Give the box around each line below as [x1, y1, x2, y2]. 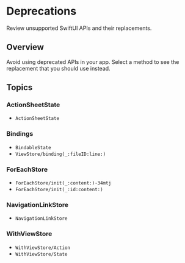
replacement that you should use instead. [6, 65, 111, 72]
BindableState [15, 144, 51, 150]
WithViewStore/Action [15, 245, 70, 251]
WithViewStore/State [15, 251, 68, 257]
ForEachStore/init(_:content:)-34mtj [15, 180, 112, 186]
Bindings [6, 130, 34, 138]
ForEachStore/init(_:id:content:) [15, 187, 103, 193]
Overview [6, 42, 45, 52]
